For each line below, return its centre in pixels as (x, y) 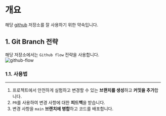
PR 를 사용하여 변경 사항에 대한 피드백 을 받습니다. (59, 103)
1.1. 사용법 (17, 74)
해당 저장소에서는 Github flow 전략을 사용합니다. (52, 54)
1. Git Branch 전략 (32, 42)
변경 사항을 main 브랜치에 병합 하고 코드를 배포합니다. (63, 109)
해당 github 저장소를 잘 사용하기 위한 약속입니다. (52, 25)
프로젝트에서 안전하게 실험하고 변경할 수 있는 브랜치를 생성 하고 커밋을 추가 (83, 90)
